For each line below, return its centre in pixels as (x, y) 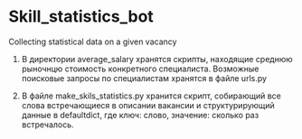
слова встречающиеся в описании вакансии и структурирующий (148, 105)
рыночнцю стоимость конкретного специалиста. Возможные (140, 69)
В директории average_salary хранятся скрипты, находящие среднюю (157, 59)
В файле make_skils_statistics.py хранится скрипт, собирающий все (151, 96)
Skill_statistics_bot (81, 17)
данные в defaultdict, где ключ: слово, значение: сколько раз (140, 115)
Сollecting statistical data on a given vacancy (93, 42)
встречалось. (47, 125)
